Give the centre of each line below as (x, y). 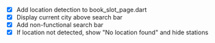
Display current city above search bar (69, 17)
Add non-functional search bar (60, 25)
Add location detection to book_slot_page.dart (81, 10)
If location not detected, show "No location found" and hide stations (112, 32)
